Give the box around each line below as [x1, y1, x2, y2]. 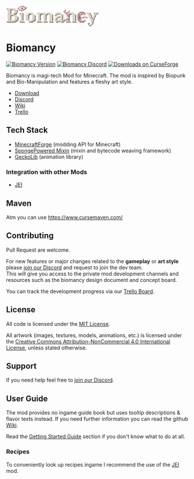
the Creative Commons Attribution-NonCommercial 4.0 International [6, 338, 171, 345]
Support [6, 361, 37, 371]
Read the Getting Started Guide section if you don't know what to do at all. [6, 433, 186, 440]
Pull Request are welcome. [6, 246, 70, 253]
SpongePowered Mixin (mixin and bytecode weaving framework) [14, 147, 172, 154]
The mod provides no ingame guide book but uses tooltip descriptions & [6, 409, 181, 416]
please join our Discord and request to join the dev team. [6, 264, 143, 271]
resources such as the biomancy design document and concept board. [6, 276, 178, 283]
